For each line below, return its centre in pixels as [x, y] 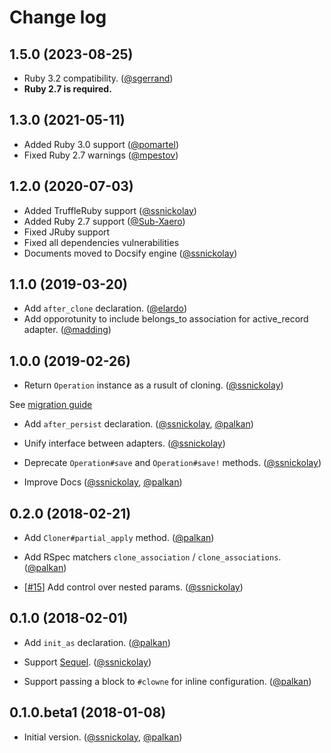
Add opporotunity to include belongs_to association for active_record [166, 319]
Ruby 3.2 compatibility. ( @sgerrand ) [98, 78]
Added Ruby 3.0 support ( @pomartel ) [101, 144]
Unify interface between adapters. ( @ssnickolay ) [124, 443]
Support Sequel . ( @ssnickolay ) [87, 662]
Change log [58, 17]
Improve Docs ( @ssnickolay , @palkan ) [103, 482]
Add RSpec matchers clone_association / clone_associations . [152, 557]
